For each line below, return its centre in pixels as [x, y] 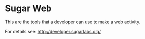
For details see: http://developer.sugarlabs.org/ [53, 31]
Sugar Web [28, 9]
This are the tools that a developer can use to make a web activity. [73, 22]
